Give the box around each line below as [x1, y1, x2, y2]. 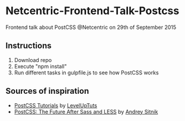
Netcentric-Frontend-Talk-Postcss [5, 4, 180, 18]
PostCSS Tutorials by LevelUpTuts [14, 102, 97, 109]
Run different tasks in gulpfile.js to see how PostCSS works [14, 69, 159, 76]
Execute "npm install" [14, 63, 67, 70]
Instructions [5, 41, 52, 51]
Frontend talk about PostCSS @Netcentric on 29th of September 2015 [5, 24, 177, 31]
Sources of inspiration [5, 86, 90, 96]
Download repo [14, 56, 52, 63]
